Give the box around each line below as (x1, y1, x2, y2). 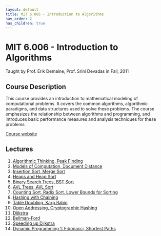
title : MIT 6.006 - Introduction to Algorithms (5, 12, 104, 17)
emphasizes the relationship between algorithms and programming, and (5, 111, 150, 117)
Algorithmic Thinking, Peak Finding (12, 158, 83, 164)
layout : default (5, 7, 39, 12)
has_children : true (5, 21, 45, 26)
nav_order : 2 (5, 16, 32, 21)
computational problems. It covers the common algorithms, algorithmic (5, 101, 148, 107)
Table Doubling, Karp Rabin (12, 199, 68, 205)
